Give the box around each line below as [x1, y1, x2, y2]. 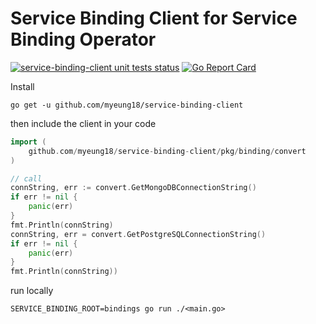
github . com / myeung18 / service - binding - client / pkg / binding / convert [28, 146, 307, 156]
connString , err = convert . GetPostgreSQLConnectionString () [10, 229, 267, 239]
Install [10, 80, 35, 92]
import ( [10, 137, 47, 147]
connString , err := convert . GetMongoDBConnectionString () [10, 183, 257, 193]
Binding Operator [10, 28, 157, 51]
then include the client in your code [10, 117, 157, 129]
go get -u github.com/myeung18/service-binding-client [10, 100, 244, 110]
